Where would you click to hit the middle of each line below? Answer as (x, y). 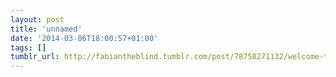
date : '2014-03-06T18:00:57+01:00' (84, 38)
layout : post (37, 19)
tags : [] (28, 47)
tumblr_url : (35, 57)
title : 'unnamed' (46, 29)
